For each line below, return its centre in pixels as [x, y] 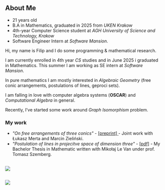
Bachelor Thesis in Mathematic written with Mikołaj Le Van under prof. [83, 149]
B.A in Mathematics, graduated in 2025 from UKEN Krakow [72, 25]
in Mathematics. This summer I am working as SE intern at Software [74, 65]
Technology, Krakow [33, 36]
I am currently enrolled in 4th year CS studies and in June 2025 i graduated [82, 60]
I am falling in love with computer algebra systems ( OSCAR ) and [70, 95]
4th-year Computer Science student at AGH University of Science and [84, 30]
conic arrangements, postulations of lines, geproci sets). [62, 85]
